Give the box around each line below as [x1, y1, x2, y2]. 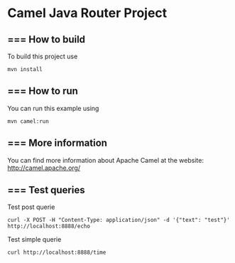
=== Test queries [7, 184, 85, 196]
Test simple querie [7, 235, 62, 244]
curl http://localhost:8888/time [7, 249, 106, 257]
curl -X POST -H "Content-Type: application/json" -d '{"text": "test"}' [7, 217, 231, 224]
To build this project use [7, 52, 78, 60]
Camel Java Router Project [7, 5, 168, 21]
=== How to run [7, 85, 78, 97]
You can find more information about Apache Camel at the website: [7, 156, 204, 164]
